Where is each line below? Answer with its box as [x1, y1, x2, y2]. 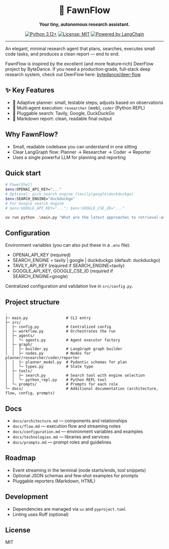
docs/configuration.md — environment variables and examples [12, 428, 143, 434]
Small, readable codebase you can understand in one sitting [12, 143, 137, 149]
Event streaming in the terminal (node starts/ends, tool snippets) [12, 467, 146, 473]
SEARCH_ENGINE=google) [12, 273, 68, 280]
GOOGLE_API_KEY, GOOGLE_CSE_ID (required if [12, 268, 113, 274]
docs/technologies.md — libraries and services [12, 433, 110, 440]
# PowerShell [5, 182, 33, 187]
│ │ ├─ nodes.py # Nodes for [5, 351, 92, 356]
